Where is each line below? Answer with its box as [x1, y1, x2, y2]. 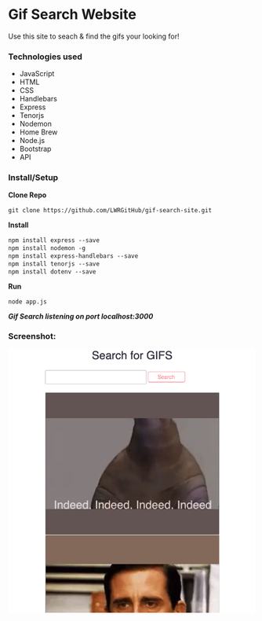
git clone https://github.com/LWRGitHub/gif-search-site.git [8, 206, 213, 214]
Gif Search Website [8, 6, 137, 24]
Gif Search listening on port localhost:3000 [8, 311, 154, 321]
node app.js [8, 297, 47, 306]
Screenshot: [8, 331, 56, 342]
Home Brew [19, 127, 58, 137]
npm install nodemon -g [8, 244, 86, 252]
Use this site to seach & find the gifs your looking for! [8, 31, 180, 41]
